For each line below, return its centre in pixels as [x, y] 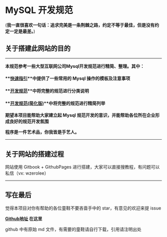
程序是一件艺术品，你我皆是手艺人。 [42, 132]
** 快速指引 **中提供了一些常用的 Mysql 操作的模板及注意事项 [68, 78]
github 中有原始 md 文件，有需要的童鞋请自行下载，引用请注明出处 [73, 229]
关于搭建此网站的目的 [38, 49]
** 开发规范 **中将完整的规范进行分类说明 [47, 91]
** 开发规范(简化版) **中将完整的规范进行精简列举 [55, 103]
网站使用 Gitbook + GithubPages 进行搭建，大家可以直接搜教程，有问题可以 [83, 167]
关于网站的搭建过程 [35, 154]
